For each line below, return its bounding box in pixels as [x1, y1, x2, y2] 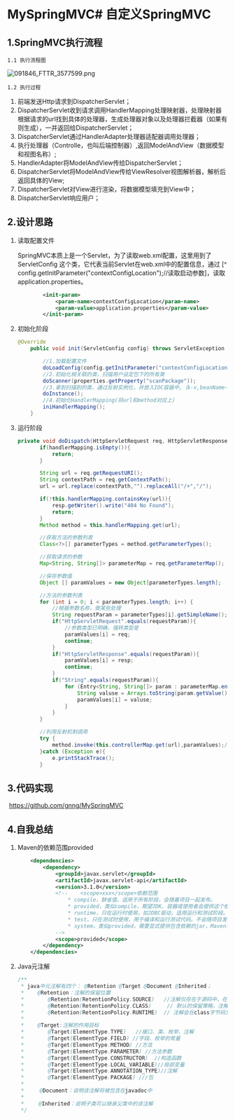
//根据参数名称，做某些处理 [52, 605, 121, 612]
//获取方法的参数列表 [39, 534, 93, 541]
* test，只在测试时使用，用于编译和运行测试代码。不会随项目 [67, 916, 222, 923]
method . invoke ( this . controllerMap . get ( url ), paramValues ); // [52, 741, 231, 748]
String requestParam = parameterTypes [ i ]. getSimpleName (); [52, 611, 228, 618]
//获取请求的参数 [39, 554, 83, 561]
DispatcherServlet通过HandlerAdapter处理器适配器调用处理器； [17, 133, 201, 140]
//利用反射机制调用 [39, 728, 88, 735]
